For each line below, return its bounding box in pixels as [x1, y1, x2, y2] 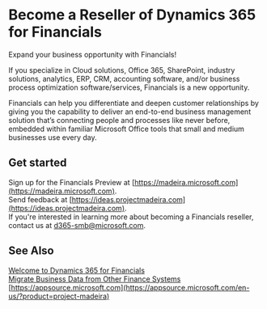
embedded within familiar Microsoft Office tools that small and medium [8, 124, 245, 133]
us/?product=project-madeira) [8, 291, 110, 301]
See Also [8, 244, 54, 258]
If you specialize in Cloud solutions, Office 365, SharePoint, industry [8, 65, 235, 74]
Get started [8, 156, 67, 170]
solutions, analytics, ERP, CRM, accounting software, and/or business [8, 74, 240, 83]
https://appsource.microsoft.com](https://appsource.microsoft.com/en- [11, 282, 250, 292]
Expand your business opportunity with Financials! [8, 49, 177, 59]
